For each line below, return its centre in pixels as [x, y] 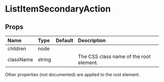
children [17, 49]
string [44, 59]
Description [92, 41]
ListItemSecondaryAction [58, 9]
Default [65, 41]
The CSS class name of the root [114, 57]
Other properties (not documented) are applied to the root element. [72, 74]
